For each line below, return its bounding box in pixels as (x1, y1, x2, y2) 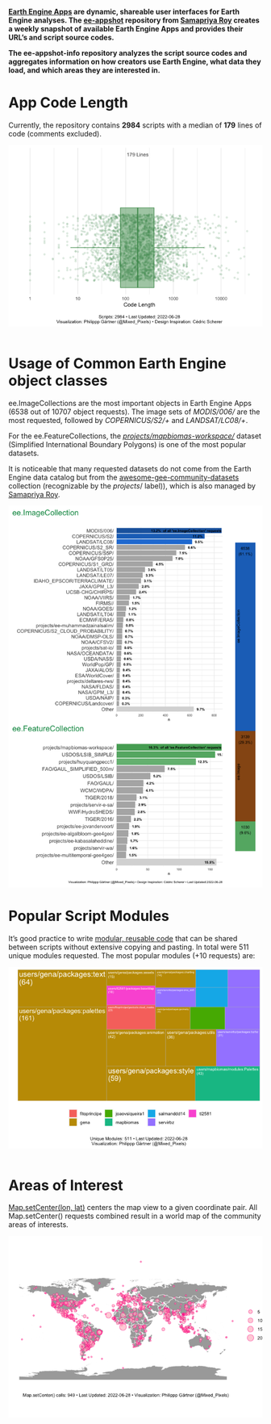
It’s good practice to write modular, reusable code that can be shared (8, 933, 238, 943)
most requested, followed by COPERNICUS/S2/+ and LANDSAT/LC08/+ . (8, 415, 248, 425)
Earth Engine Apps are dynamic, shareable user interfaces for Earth (8, 7, 240, 16)
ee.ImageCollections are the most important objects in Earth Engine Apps (8, 398, 252, 408)
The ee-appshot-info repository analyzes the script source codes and (8, 48, 248, 57)
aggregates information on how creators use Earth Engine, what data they (8, 57, 261, 66)
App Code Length (8, 94, 129, 112)
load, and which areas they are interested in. (8, 65, 161, 75)
